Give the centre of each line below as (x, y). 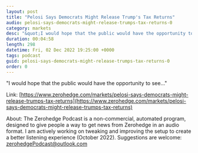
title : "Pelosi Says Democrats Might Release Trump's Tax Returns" (91, 17)
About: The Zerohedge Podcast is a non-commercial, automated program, (96, 119)
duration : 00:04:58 (30, 39)
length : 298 (21, 45)
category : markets (29, 28)
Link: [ (14, 95)
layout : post (22, 12)
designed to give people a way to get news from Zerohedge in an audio (93, 125)
